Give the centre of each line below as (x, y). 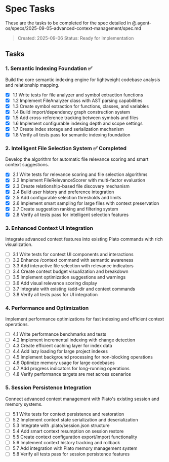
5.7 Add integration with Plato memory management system (75, 448)
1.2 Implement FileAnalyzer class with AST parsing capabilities (77, 100)
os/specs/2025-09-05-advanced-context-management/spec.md (73, 28)
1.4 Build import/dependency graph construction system (71, 112)
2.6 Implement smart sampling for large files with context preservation (86, 203)
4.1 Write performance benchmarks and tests (59, 334)
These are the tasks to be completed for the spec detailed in (68, 23)
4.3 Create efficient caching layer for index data (62, 346)
